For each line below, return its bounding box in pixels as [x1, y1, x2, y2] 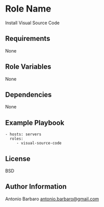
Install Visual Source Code [5, 20, 60, 26]
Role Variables [5, 63, 51, 71]
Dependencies [5, 90, 52, 99]
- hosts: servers [5, 132, 42, 137]
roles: [10, 136, 24, 141]
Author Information [5, 182, 67, 191]
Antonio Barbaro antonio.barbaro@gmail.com [5, 195, 99, 202]
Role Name [5, 3, 51, 15]
